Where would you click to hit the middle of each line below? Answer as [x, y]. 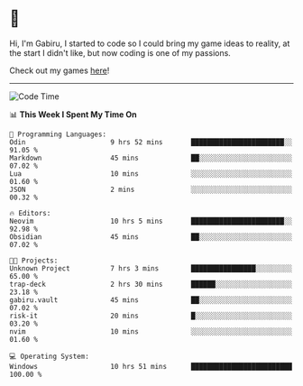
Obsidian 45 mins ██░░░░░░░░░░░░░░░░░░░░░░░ [151, 237]
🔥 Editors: [30, 213]
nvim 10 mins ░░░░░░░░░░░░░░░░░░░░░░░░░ [151, 331]
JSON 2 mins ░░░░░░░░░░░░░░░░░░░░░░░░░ [151, 189]
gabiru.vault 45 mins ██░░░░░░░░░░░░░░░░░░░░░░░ [151, 300]
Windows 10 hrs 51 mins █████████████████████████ [151, 366]
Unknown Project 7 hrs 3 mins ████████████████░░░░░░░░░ [151, 268]
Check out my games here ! [60, 70]
